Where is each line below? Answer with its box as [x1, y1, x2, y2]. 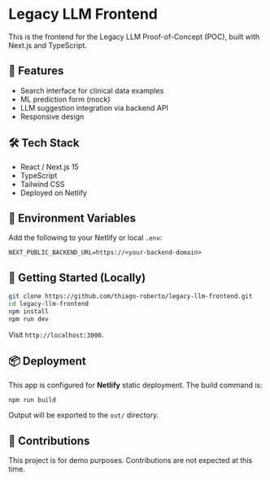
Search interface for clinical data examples [20, 85, 164, 95]
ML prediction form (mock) [20, 94, 111, 104]
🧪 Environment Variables [8, 211, 137, 225]
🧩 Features [8, 64, 64, 78]
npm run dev [8, 315, 49, 323]
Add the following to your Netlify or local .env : [8, 233, 163, 242]
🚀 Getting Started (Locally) [8, 270, 146, 285]
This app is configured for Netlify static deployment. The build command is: [8, 380, 263, 390]
